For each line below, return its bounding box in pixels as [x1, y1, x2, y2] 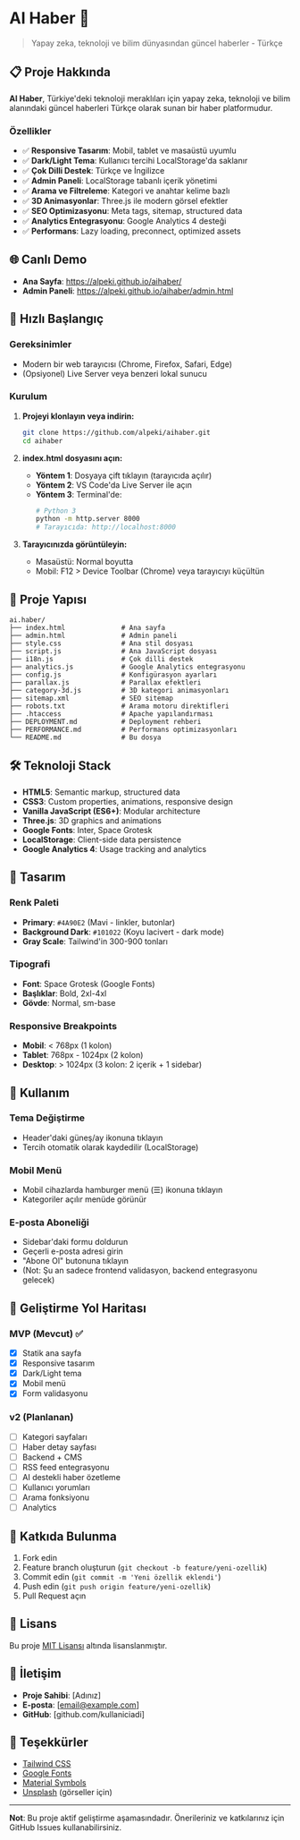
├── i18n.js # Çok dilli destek [9, 655, 194, 664]
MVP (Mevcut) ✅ [9, 1327, 83, 1340]
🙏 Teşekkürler [9, 1735, 88, 1751]
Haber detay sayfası [21, 1441, 96, 1452]
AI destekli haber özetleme [21, 1471, 121, 1482]
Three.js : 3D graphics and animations [21, 814, 162, 826]
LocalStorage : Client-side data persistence [21, 834, 181, 845]
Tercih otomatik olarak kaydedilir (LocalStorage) [21, 1141, 199, 1153]
